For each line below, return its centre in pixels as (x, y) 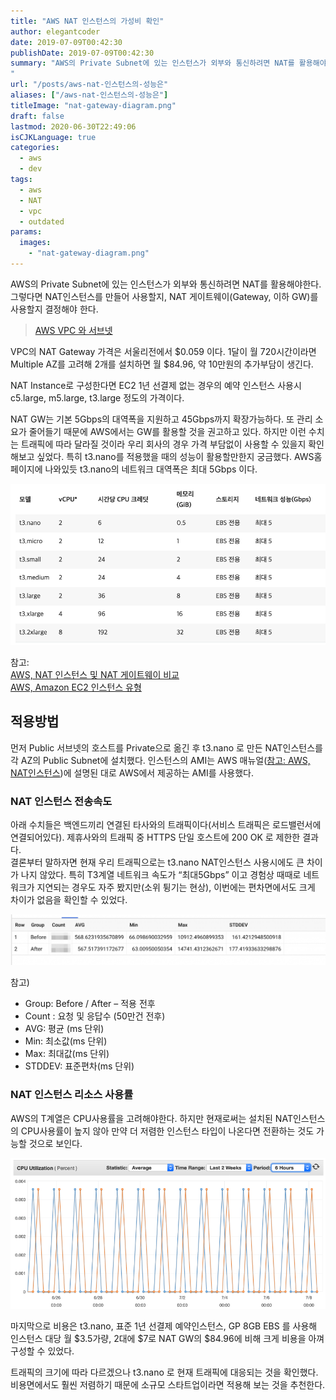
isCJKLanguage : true (53, 137)
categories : (35, 148)
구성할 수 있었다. (42, 1351)
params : (26, 232)
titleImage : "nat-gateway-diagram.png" (93, 105)
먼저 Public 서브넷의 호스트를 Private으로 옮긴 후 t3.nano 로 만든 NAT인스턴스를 (166, 747)
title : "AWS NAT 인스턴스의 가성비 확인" (87, 21)
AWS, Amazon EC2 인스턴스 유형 (76, 687)
